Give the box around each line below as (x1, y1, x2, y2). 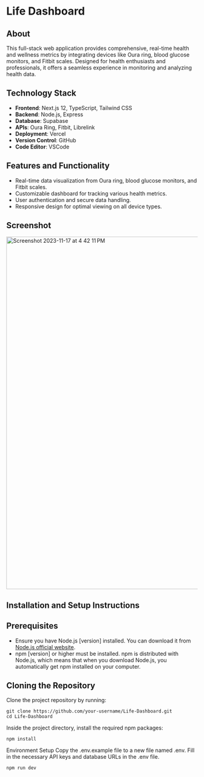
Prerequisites (6, 621, 58, 631)
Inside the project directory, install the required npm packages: (6, 724, 163, 731)
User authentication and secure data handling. (15, 196, 132, 203)
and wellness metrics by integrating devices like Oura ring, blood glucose (6, 51, 190, 58)
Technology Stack (6, 88, 76, 99)
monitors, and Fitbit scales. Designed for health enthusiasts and (6, 58, 166, 64)
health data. (6, 71, 36, 77)
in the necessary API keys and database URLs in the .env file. (6, 753, 160, 761)
